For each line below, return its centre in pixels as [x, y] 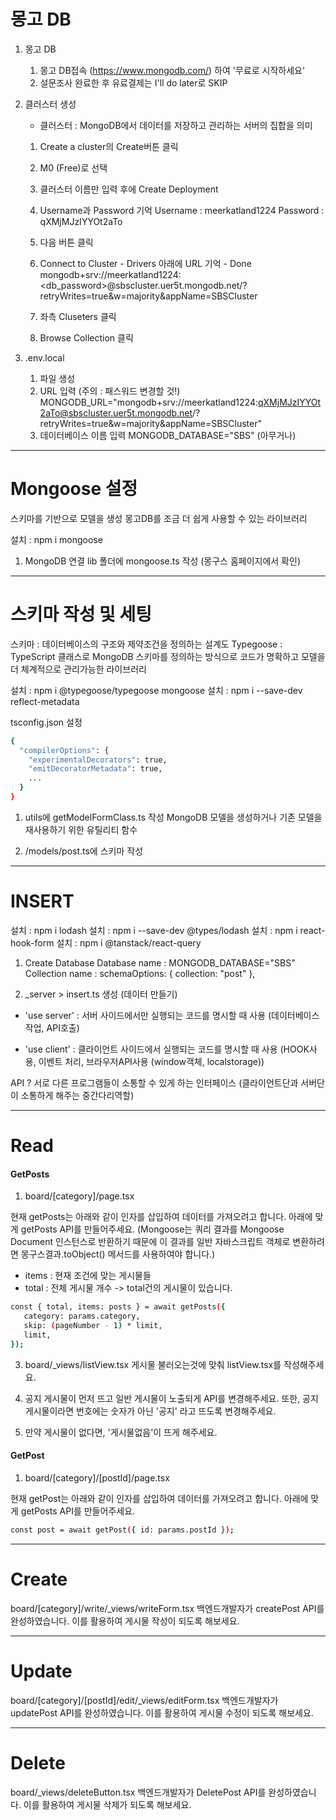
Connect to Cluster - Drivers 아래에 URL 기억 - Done [145, 263]
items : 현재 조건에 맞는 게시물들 [88, 1276]
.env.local [44, 357]
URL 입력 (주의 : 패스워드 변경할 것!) [110, 391]
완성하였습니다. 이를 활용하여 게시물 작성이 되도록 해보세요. [125, 1621]
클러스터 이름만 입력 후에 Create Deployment [129, 189]
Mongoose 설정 [74, 489]
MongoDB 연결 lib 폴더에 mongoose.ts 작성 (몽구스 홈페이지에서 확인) [162, 561]
